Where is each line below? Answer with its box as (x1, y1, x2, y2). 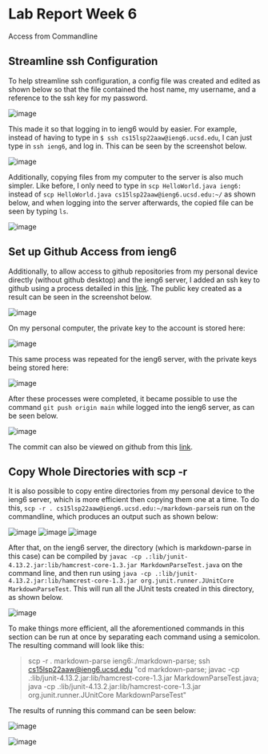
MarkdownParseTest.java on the (140, 560, 242, 570)
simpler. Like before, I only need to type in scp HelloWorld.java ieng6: (8, 180, 242, 190)
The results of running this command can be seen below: (8, 706, 197, 715)
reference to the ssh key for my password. (8, 93, 148, 103)
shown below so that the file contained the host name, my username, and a (8, 84, 256, 94)
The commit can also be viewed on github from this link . (8, 442, 194, 452)
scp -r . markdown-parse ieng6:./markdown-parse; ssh (27, 656, 210, 666)
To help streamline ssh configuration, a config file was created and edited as (8, 75, 261, 85)
